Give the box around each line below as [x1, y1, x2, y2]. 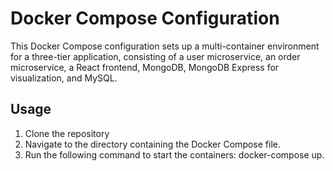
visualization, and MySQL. [10, 72, 118, 84]
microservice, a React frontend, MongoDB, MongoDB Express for [10, 61, 280, 73]
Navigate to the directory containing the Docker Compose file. [24, 138, 281, 150]
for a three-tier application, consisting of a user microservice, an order [10, 50, 301, 62]
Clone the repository [24, 127, 110, 139]
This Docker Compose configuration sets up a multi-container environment [10, 40, 320, 52]
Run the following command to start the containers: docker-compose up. [24, 148, 325, 161]
